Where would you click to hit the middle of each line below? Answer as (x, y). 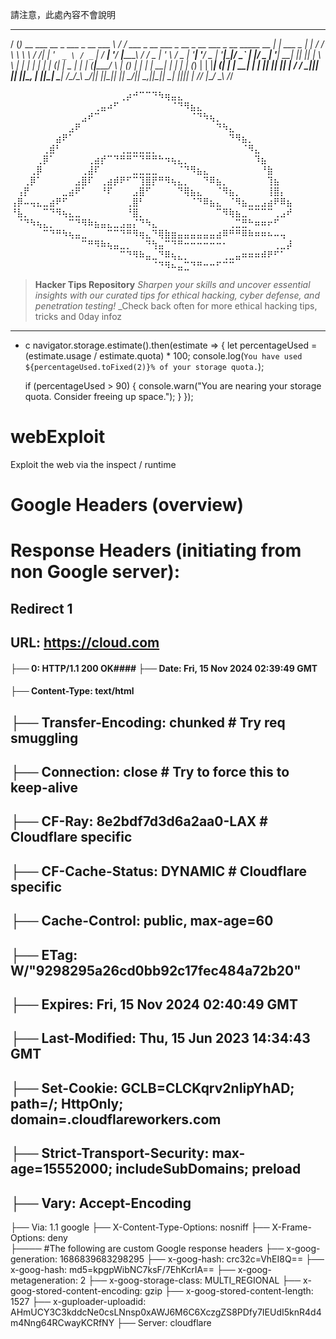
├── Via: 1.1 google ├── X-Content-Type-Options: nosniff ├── (140, 1227)
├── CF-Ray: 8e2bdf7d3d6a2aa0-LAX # (139, 821)
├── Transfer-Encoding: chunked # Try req (148, 722)
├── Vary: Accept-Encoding (101, 1203)
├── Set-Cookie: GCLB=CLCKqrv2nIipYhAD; (152, 1088)
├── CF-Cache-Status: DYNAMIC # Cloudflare (159, 871)
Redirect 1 (41, 608)
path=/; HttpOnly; (67, 1103)
